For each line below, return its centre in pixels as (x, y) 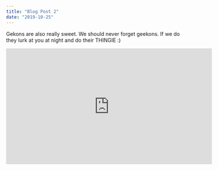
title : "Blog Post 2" (33, 11)
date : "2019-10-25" (30, 17)
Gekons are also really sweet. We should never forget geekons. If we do (93, 34)
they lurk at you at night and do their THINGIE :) (63, 40)
